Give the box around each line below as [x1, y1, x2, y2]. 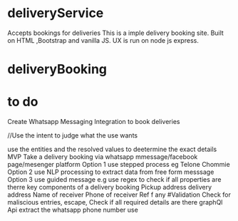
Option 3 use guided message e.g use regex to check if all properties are [7, 175, 222, 184]
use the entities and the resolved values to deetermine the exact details [7, 145, 217, 154]
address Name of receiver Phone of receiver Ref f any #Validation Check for [7, 190, 232, 199]
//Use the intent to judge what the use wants [7, 131, 138, 140]
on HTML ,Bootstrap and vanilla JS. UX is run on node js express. [7, 36, 200, 44]
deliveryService [7, 5, 104, 21]
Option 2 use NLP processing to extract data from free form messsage [7, 168, 214, 176]
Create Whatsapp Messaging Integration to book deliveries [7, 118, 180, 126]
